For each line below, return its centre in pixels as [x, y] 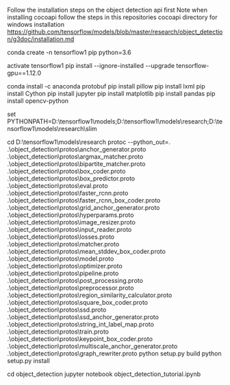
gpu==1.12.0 [24, 73]
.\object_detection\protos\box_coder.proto [66, 171]
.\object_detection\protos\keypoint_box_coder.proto [80, 339]
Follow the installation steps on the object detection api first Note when [107, 10]
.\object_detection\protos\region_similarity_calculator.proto [90, 295]
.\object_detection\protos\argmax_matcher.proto [75, 156]
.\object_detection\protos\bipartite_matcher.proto [76, 164]
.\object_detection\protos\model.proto [61, 259]
